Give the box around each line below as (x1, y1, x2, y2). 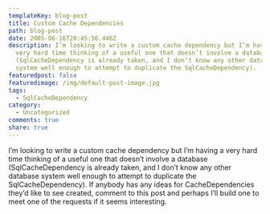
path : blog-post (8, 26, 63, 34)
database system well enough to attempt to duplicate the (8, 171, 197, 180)
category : (8, 101, 42, 109)
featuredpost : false (8, 71, 78, 79)
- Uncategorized (15, 109, 70, 117)
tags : (8, 86, 27, 95)
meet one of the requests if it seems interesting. (8, 196, 167, 206)
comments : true (8, 116, 59, 124)
